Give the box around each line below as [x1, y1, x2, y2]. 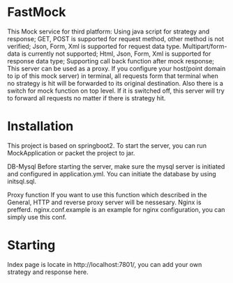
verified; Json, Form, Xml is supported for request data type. [7, 42, 181, 50]
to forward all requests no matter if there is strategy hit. [7, 93, 166, 102]
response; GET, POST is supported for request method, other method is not [7, 34, 225, 43]
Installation [7, 118, 74, 135]
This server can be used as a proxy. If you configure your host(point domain [7, 64, 226, 72]
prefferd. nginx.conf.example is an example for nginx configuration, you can [7, 205, 225, 213]
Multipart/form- [182, 42, 227, 50]
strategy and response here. [7, 268, 89, 276]
